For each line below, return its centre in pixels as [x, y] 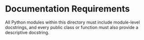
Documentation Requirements [67, 9]
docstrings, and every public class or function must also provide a [72, 27]
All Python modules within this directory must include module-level [72, 22]
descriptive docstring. [27, 32]
